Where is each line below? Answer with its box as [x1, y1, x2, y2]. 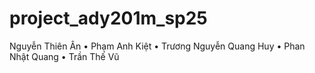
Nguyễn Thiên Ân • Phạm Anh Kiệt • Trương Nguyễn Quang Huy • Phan [9, 40, 306, 52]
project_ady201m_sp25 [9, 7, 208, 30]
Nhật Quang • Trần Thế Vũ [9, 50, 120, 62]
